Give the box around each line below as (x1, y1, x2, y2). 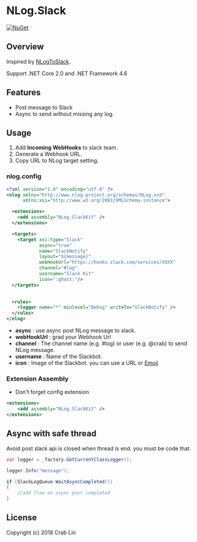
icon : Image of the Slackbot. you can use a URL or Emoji (15, 359, 159, 367)
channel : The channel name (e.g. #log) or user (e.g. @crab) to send (15, 340, 188, 347)
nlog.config (6, 172, 41, 181)
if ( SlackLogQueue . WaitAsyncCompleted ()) (6, 478, 113, 485)
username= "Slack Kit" (38, 271, 95, 277)
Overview (6, 42, 45, 52)
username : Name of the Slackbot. (15, 353, 102, 361)
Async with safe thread (6, 428, 96, 439)
